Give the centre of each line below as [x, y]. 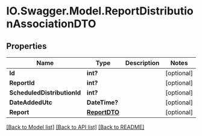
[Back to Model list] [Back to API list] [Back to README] [75, 127]
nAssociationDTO [51, 24]
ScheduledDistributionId [45, 93]
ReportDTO [103, 112]
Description [142, 63]
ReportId [22, 83]
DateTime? [103, 102]
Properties [27, 46]
